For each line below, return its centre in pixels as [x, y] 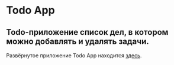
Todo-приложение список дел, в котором [87, 32]
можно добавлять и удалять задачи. [78, 41]
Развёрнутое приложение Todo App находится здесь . [74, 56]
